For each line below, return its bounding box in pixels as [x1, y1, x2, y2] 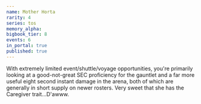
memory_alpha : [6, 25, 42, 32]
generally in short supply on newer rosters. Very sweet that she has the [6, 84, 185, 91]
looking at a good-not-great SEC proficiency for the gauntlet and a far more [6, 71, 195, 79]
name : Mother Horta [6, 8, 56, 15]
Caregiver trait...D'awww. [6, 90, 70, 97]
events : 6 [6, 37, 31, 43]
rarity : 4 [6, 15, 31, 21]
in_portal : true [6, 43, 47, 49]
